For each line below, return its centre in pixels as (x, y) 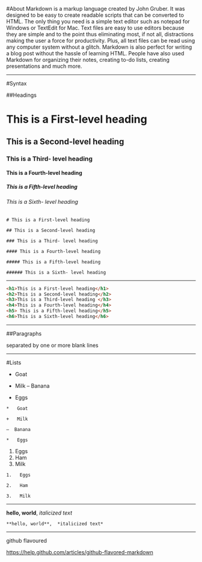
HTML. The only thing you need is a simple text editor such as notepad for (98, 21)
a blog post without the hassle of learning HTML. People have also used (95, 53)
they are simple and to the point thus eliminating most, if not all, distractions (100, 34)
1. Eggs (19, 475)
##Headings (22, 95)
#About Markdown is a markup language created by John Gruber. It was (96, 9)
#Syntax (17, 83)
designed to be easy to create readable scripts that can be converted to (95, 15)
